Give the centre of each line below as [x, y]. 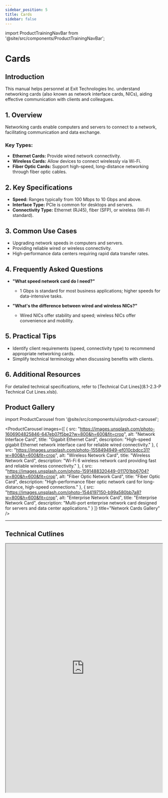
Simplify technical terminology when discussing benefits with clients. [83, 359]
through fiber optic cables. [40, 172]
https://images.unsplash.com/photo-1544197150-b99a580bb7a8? [74, 493]
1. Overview [24, 115]
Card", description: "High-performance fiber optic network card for [74, 482]
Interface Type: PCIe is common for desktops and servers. [73, 205]
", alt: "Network [140, 434]
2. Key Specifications [39, 187]
